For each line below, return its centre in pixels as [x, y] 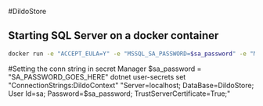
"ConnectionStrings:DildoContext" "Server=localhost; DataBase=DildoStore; [131, 85]
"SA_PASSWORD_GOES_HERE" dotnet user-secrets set [97, 76]
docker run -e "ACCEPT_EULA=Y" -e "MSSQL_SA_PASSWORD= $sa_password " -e [127, 54]
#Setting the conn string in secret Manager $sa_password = [105, 69]
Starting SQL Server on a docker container [113, 35]
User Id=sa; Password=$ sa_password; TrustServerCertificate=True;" [119, 94]
